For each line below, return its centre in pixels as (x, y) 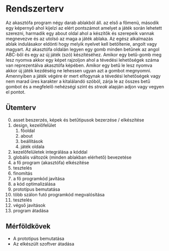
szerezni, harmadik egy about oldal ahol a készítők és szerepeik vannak (80, 33)
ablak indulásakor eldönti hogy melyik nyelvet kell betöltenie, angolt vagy (81, 44)
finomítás (23, 173)
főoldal (28, 131)
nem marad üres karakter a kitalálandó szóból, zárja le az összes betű (78, 81)
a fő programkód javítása (39, 178)
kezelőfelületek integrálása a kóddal (50, 152)
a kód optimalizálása (34, 184)
